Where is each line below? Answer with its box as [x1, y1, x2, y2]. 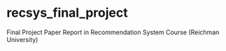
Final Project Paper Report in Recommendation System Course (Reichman [6, 28, 220, 36]
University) [6, 35, 38, 43]
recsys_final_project [6, 5, 128, 21]
